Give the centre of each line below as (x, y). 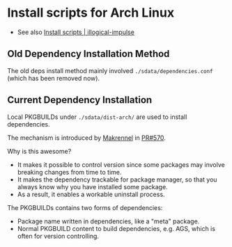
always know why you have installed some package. (93, 186)
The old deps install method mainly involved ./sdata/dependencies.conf (110, 70)
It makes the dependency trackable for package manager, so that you (117, 180)
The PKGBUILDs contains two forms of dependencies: (85, 207)
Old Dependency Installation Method (88, 54)
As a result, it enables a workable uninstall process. (91, 194)
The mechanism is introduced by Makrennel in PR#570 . (86, 138)
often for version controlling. (58, 236)
